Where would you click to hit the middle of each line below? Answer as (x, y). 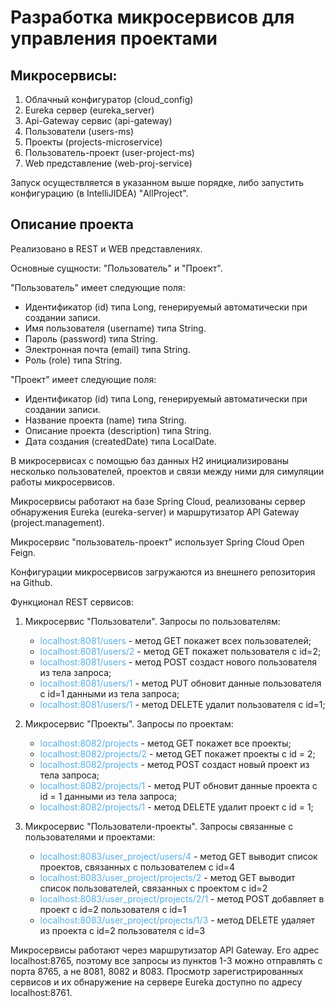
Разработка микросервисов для (152, 17)
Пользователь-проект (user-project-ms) (109, 152)
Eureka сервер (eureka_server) (89, 110)
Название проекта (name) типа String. (105, 420)
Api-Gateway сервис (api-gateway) (98, 120)
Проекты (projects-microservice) (93, 142)
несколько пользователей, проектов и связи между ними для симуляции (167, 471)
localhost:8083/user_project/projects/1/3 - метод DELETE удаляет (177, 920)
